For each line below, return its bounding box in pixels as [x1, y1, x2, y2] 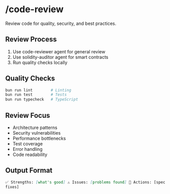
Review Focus [5, 111, 50, 120]
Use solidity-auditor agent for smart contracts [12, 54, 109, 60]
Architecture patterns [12, 124, 57, 131]
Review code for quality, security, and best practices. [5, 20, 117, 26]
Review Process [5, 35, 57, 44]
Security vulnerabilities [12, 130, 61, 136]
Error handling [12, 146, 43, 152]
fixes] [5, 184, 19, 189]
